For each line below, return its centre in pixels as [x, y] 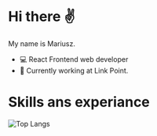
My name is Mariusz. [42, 43]
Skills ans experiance [79, 102]
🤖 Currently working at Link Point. [74, 70]
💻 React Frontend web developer [74, 59]
